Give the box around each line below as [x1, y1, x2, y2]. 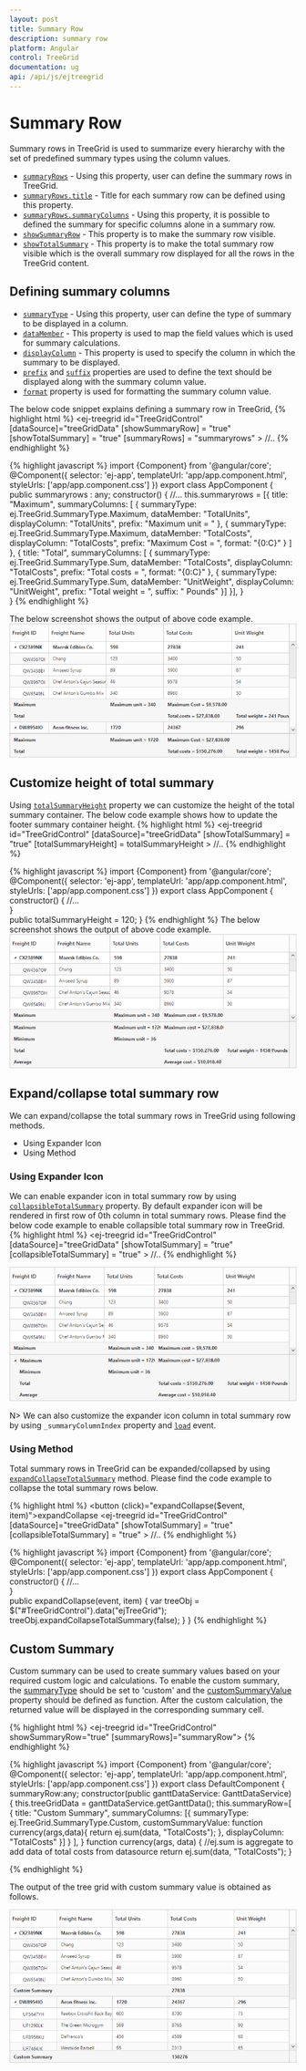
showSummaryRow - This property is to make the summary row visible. [22, 228, 276, 239]
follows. [9, 1891, 39, 1902]
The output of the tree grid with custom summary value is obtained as [9, 1881, 271, 1892]
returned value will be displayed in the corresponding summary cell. [9, 1704, 264, 1715]
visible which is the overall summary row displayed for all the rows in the [22, 247, 295, 259]
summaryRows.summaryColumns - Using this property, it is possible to [22, 209, 270, 220]
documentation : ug [9, 63, 79, 72]
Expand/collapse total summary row [9, 1086, 219, 1102]
